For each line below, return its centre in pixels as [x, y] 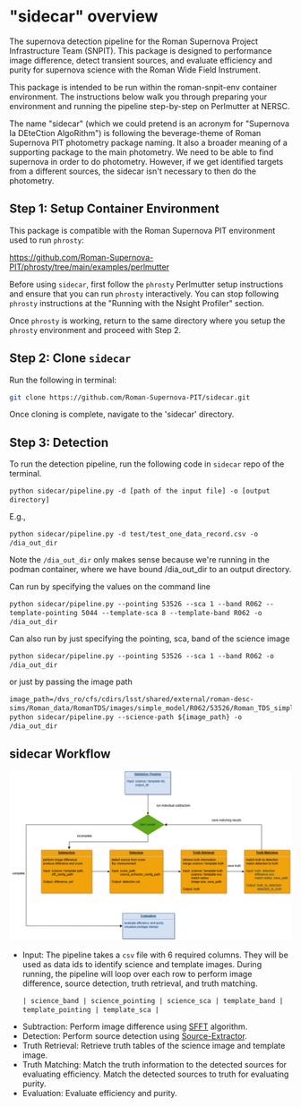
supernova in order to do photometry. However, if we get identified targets [146, 161]
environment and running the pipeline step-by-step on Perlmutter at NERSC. [150, 106]
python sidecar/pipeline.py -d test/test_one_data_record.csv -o [133, 535]
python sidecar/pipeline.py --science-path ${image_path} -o [126, 717]
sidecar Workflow [60, 754]
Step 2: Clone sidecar [70, 359]
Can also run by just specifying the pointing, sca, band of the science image [150, 639]
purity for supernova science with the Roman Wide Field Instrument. [135, 70]
